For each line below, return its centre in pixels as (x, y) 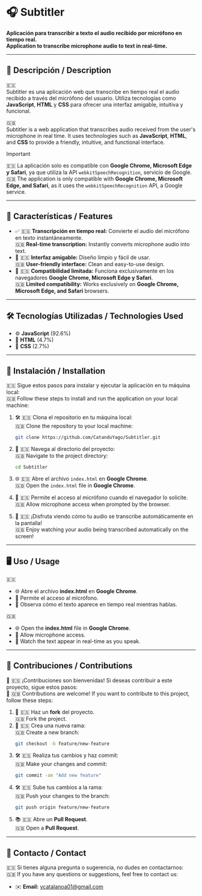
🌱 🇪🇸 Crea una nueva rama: (50, 725)
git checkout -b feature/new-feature (62, 744)
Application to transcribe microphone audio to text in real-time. (87, 46)
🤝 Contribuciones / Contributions (69, 666)
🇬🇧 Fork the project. (41, 718)
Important (18, 154)
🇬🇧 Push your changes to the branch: (62, 796)
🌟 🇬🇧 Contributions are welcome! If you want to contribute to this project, (98, 693)
